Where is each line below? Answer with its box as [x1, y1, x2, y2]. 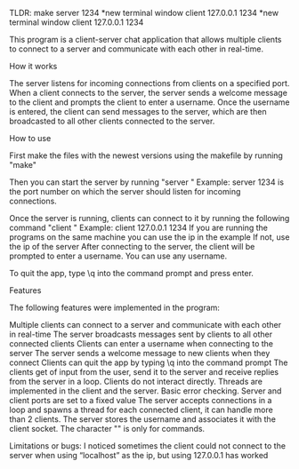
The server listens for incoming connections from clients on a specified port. [9, 78, 290, 88]
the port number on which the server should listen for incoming [9, 187, 241, 196]
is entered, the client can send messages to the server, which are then [9, 107, 267, 116]
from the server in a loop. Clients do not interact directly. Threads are [9, 377, 263, 386]
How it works [9, 61, 58, 71]
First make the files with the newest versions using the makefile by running [9, 150, 283, 161]
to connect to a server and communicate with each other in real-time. [9, 44, 264, 54]
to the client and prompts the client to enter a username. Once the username [9, 97, 290, 107]
